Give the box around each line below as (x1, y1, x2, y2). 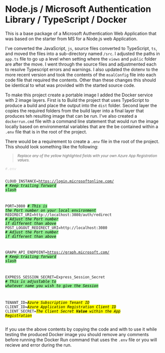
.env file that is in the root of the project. (5, 129, 88, 135)
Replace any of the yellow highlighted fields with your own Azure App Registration (17, 153, 158, 158)
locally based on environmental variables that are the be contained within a (5, 123, 159, 130)
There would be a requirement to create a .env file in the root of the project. (5, 138, 160, 144)
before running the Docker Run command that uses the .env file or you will (5, 337, 157, 343)
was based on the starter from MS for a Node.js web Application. (5, 36, 138, 42)
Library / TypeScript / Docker (5, 14, 127, 25)
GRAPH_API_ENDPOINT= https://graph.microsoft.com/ (5, 250, 110, 255)
